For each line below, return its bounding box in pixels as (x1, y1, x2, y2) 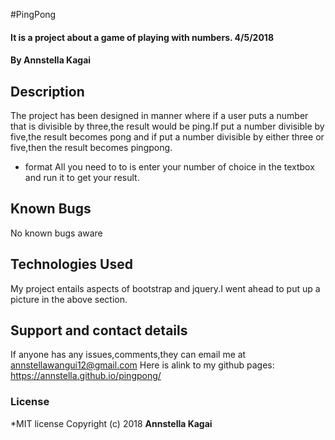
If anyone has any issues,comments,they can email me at (10, 349, 247, 361)
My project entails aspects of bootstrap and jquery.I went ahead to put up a (10, 282, 321, 294)
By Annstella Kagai (10, 54, 92, 66)
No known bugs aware (10, 227, 103, 239)
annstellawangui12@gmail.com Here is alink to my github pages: (10, 359, 275, 371)
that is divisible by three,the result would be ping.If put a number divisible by (10, 120, 325, 132)
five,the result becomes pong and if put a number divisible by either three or (10, 131, 325, 143)
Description (10, 83, 85, 100)
